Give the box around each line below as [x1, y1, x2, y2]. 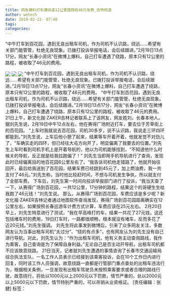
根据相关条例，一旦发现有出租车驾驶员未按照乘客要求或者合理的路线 [14, 267, 156, 273]
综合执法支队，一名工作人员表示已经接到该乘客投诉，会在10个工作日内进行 [5, 254, 161, 260]
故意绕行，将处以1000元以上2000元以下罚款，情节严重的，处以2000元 [14, 273, 162, 279]
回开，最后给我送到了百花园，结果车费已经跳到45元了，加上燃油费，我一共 [5, 165, 162, 172]
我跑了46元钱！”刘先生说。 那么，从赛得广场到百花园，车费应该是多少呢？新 [5, 191, 165, 197]
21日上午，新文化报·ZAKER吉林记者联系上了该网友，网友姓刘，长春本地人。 [5, 115, 163, 121]
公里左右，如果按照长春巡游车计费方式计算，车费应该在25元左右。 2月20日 [5, 203, 162, 209]
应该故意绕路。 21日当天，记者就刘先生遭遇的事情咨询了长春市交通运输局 [9, 247, 162, 253]
